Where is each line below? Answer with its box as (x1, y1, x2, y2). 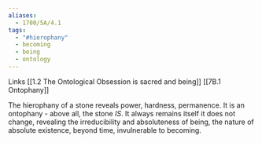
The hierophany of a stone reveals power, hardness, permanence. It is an (8, 100, 245, 110)
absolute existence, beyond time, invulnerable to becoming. (8, 125, 202, 134)
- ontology (15, 56, 51, 64)
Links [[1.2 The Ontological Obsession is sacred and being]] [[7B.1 (8, 76, 222, 86)
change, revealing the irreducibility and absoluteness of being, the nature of (8, 117, 254, 126)
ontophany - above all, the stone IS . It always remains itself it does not (8, 108, 236, 118)
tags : (8, 26, 26, 34)
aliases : (8, 11, 37, 20)
